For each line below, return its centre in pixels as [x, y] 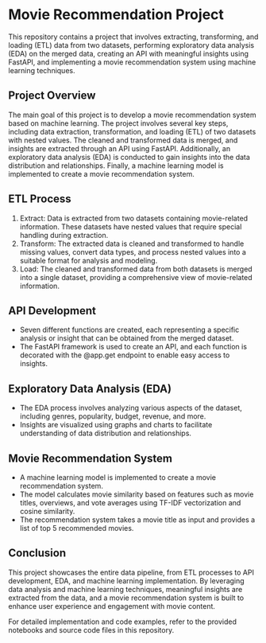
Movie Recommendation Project [116, 15]
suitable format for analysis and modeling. [89, 260]
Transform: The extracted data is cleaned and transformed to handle [132, 244]
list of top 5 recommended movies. [77, 528]
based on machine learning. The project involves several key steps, [118, 123]
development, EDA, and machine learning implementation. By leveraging [126, 581]
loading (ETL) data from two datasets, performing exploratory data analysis [131, 45]
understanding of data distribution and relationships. [106, 433]
